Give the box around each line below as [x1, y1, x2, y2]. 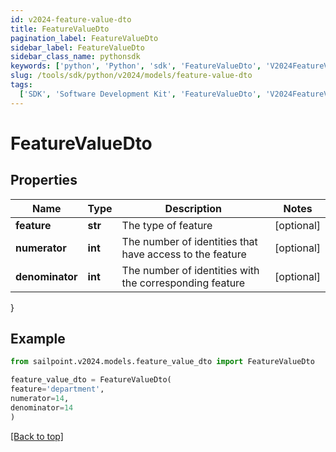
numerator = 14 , [10, 394, 70, 404]
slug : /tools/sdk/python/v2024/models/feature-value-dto [10, 71, 253, 81]
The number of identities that [121, 234, 258, 248]
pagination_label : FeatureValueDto [10, 33, 159, 43]
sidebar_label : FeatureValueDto [10, 42, 145, 53]
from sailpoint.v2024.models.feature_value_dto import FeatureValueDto [10, 357, 315, 367]
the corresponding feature [121, 276, 246, 290]
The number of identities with [121, 263, 260, 277]
